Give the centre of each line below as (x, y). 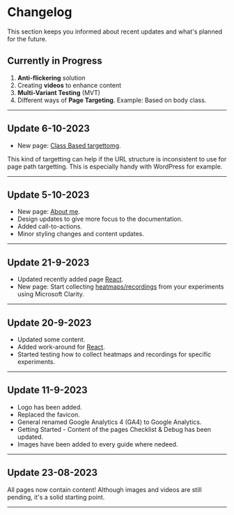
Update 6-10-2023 (49, 129)
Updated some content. (51, 339)
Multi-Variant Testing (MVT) (59, 92)
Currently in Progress (55, 61)
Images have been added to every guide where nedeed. (97, 444)
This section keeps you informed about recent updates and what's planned (115, 31)
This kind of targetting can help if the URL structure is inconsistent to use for (117, 159)
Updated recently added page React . (70, 280)
